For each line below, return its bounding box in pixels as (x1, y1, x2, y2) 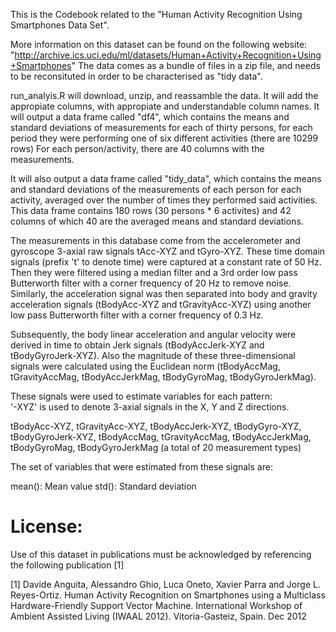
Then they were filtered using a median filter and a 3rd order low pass (10, 267, 298, 278)
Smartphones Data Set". (10, 19, 110, 31)
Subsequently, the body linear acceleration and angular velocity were (10, 329, 297, 340)
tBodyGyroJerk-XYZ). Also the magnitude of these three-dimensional (10, 350, 296, 361)
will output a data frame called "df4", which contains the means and (10, 111, 290, 123)
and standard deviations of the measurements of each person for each (10, 184, 302, 195)
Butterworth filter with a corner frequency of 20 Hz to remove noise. (10, 277, 292, 289)
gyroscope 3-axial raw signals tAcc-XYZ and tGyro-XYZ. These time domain (10, 245, 326, 257)
